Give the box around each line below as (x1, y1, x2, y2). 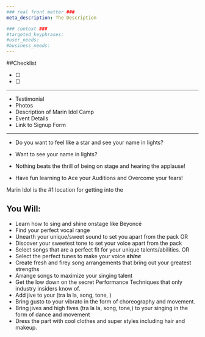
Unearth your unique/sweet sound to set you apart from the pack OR (15, 233, 188, 240)
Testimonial (15, 95, 45, 103)
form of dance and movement (15, 311, 90, 318)
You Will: (6, 204, 41, 214)
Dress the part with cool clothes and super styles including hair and (15, 317, 185, 324)
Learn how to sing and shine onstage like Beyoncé (15, 220, 142, 227)
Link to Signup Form (15, 121, 66, 128)
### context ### (6, 26, 48, 32)
